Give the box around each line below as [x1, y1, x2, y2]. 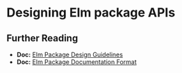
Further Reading [6, 32, 78, 44]
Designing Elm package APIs [6, 5, 176, 21]
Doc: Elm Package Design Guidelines [16, 50, 123, 59]
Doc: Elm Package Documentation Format [16, 58, 137, 66]
